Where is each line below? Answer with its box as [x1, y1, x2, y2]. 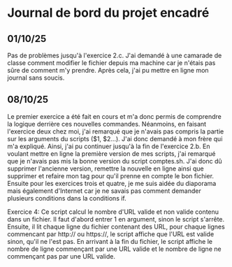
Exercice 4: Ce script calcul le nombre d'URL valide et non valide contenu [7, 208, 219, 216]
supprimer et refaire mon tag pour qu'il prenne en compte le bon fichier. [7, 171, 215, 180]
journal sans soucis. [7, 73, 65, 82]
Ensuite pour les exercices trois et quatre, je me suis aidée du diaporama [7, 179, 217, 187]
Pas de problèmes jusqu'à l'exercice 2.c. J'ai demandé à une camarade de [7, 51, 222, 59]
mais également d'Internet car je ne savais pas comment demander [7, 187, 201, 195]
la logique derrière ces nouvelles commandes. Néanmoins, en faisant [7, 120, 207, 128]
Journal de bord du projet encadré [7, 5, 210, 21]
